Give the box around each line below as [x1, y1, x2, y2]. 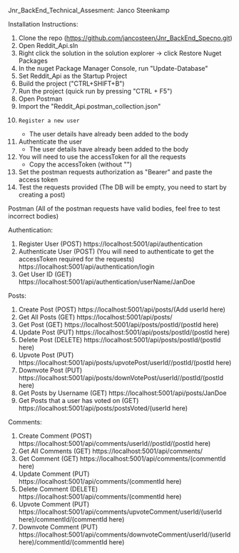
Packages [18, 56, 49, 65]
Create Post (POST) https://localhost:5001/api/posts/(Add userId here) [18, 305, 225, 314]
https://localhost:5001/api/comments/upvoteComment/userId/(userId [18, 507, 222, 516]
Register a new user [18, 117, 80, 124]
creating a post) [18, 191, 66, 199]
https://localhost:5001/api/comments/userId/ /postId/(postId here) [18, 439, 211, 447]
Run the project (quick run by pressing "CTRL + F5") [18, 87, 173, 95]
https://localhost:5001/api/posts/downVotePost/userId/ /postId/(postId [18, 374, 224, 382]
